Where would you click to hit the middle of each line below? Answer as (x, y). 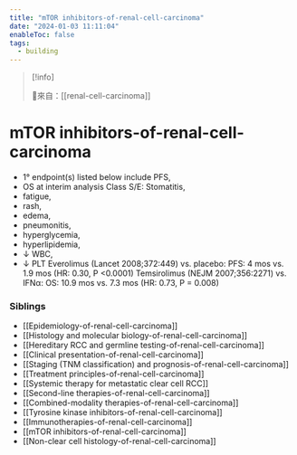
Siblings (28, 306)
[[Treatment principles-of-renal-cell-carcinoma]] (113, 374)
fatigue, (37, 196)
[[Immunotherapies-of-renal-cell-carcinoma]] (107, 422)
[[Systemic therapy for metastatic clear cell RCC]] (115, 384)
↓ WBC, (38, 254)
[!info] (43, 77)
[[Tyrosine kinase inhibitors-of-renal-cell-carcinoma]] (123, 412)
